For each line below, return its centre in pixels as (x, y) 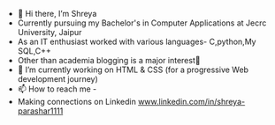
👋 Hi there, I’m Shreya (57, 14)
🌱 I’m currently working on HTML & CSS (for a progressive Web (133, 70)
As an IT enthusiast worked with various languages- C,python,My (137, 41)
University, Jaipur (50, 32)
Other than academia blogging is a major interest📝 (109, 60)
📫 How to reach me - (57, 89)
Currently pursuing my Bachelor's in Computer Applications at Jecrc (142, 23)
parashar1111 (40, 111)
